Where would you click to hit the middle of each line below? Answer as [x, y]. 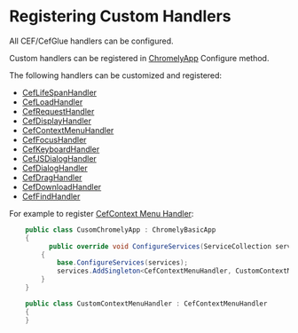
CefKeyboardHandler [61, 149]
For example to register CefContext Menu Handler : [102, 213]
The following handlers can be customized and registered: [116, 75]
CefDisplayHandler [56, 121]
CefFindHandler [51, 196]
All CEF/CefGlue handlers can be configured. [92, 41]
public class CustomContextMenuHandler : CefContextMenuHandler [146, 304]
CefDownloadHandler [62, 186]
